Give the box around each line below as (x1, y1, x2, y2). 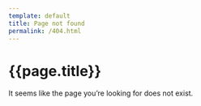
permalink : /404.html (8, 27, 82, 35)
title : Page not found (8, 19, 85, 28)
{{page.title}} (8, 61, 101, 80)
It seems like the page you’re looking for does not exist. (8, 88, 194, 98)
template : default (8, 11, 71, 20)
